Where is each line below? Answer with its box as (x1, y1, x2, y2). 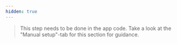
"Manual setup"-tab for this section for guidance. (19, 31, 139, 38)
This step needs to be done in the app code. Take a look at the (19, 25, 172, 32)
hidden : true (5, 8, 38, 15)
